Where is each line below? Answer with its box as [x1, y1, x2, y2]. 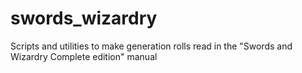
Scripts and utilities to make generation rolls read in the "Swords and [10, 40, 293, 52]
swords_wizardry [10, 7, 158, 30]
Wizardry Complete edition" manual [10, 50, 158, 62]
